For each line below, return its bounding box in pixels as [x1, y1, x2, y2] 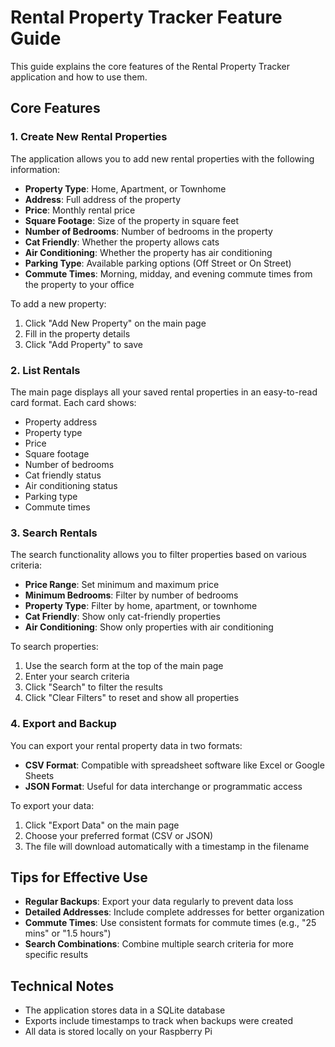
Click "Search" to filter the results [24, 681, 163, 693]
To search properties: [10, 641, 99, 653]
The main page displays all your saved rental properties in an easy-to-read [10, 386, 318, 398]
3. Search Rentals [10, 526, 98, 540]
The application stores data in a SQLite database [24, 1004, 226, 1016]
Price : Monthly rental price [24, 204, 136, 216]
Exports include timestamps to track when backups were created [24, 1015, 294, 1027]
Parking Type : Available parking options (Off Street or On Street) [24, 257, 292, 269]
